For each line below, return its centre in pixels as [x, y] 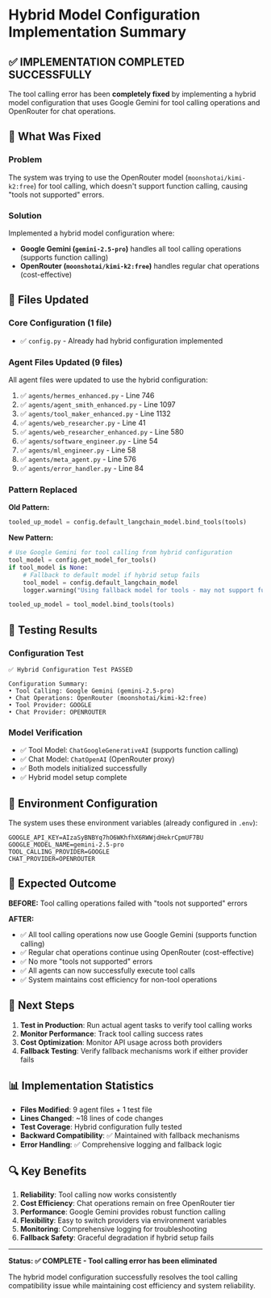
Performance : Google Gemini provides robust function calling [123, 1212]
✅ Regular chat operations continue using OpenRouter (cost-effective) [137, 952]
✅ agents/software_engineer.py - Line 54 [89, 441]
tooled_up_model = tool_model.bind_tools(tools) [92, 604]
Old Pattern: [29, 507]
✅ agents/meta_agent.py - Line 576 [78, 459]
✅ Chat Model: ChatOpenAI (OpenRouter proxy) [97, 759]
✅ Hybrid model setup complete [73, 778]
